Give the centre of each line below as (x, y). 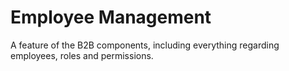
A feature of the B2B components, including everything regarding (145, 45)
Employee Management (111, 17)
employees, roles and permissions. (82, 55)
